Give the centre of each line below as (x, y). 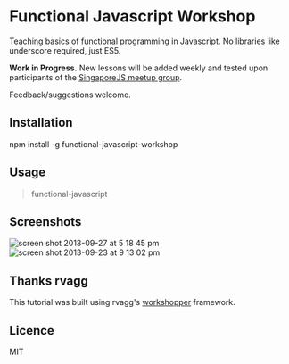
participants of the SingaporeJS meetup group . (96, 77)
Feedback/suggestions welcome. (70, 95)
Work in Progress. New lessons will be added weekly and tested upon (139, 68)
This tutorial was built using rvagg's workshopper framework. (123, 302)
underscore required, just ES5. (65, 50)
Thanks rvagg (49, 281)
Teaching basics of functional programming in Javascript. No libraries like (144, 41)
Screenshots (45, 222)
